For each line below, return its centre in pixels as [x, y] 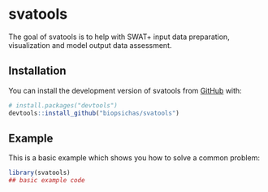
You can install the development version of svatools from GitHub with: [125, 90]
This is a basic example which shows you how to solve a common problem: [134, 158]
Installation [37, 71]
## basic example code [47, 181]
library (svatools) [39, 173]
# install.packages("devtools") [63, 105]
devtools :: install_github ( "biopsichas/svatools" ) [94, 113]
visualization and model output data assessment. [90, 45]
